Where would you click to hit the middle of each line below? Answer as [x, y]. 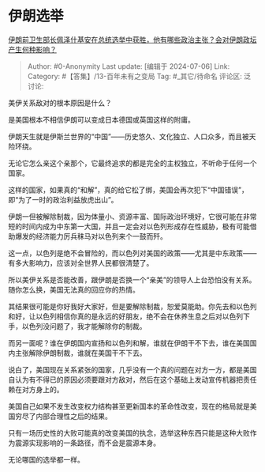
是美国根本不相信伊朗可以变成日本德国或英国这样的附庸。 [101, 119]
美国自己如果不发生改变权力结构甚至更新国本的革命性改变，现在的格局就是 [129, 406]
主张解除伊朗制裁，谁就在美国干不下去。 [80, 353]
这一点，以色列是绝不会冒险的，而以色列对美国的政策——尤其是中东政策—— [132, 253]
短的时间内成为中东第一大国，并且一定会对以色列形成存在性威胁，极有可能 [129, 226]
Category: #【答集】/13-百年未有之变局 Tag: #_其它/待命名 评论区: [135, 76]
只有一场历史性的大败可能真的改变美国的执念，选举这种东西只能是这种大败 [129, 432]
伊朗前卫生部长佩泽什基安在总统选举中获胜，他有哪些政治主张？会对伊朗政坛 [132, 40]
